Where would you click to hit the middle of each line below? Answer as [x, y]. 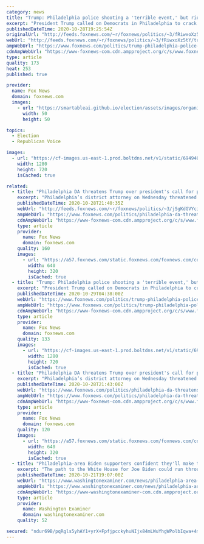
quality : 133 [34, 339]
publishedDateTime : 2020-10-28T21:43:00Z [70, 384]
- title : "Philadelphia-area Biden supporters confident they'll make [103, 464]
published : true [27, 74]
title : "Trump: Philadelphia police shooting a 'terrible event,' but [97, 18]
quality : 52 [32, 521]
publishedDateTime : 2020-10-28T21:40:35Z [70, 203]
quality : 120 [34, 430]
